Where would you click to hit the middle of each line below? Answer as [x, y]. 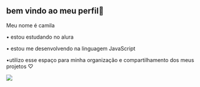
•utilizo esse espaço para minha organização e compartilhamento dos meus [100, 60]
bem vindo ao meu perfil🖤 [55, 11]
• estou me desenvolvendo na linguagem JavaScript [71, 48]
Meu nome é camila [31, 25]
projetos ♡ [20, 66]
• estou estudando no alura [40, 37]
